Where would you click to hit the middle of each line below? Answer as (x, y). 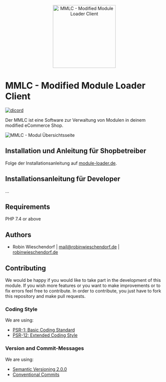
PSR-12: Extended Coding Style (45, 335)
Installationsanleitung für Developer (63, 179)
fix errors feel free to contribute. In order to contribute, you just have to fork (83, 291)
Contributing (26, 268)
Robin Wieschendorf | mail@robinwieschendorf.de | (66, 247)
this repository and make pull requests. (45, 296)
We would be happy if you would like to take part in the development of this (83, 280)
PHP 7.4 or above (23, 219)
